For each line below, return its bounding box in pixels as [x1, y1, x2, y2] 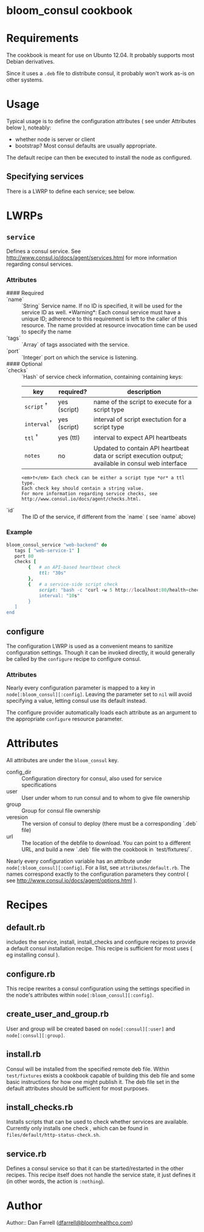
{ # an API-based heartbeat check [28, 564, 121, 570]
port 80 [14, 553, 34, 559]
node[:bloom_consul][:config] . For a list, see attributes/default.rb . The [6, 864, 190, 872]
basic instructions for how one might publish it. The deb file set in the [6, 1078, 180, 1085]
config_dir [6, 768, 32, 776]
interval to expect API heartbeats [93, 433, 187, 442]
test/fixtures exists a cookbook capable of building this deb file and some [6, 1072, 195, 1079]
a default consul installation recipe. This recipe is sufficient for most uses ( [6, 945, 192, 952]
